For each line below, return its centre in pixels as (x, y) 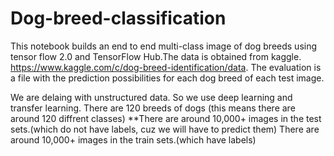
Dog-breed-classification (118, 18)
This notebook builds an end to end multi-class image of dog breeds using (164, 46)
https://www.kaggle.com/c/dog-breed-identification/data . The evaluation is (166, 67)
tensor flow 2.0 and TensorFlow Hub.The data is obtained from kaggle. (156, 56)
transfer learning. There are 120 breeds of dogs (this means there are (153, 108)
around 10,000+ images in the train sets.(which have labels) (133, 139)
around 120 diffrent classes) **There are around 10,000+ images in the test (166, 118)
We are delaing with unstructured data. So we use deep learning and (151, 97)
